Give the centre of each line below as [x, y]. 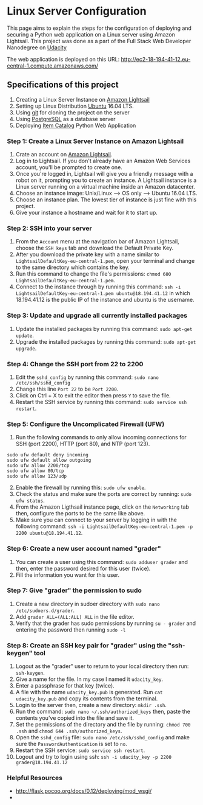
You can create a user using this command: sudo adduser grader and [102, 562]
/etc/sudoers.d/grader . [45, 610]
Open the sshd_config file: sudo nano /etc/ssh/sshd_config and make [103, 737]
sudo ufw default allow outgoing [49, 461]
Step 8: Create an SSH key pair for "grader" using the [87, 645]
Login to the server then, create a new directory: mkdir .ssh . [91, 705]
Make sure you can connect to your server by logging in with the [96, 520]
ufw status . [30, 501]
